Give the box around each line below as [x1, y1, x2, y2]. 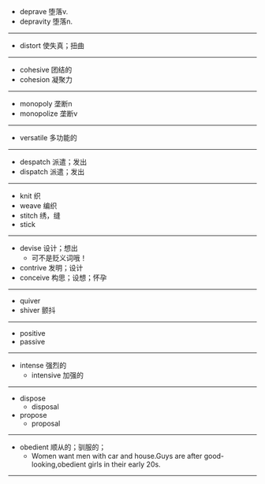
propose [19, 411, 47, 419]
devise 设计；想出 [19, 244, 79, 252]
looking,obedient [31, 460, 87, 469]
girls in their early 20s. [88, 460, 161, 469]
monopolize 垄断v [19, 109, 78, 118]
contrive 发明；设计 [19, 263, 84, 272]
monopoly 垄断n [19, 99, 73, 108]
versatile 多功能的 [19, 133, 77, 142]
